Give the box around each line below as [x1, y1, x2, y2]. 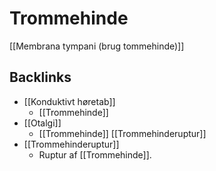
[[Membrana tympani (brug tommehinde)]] [9, 40, 185, 52]
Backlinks [9, 69, 72, 86]
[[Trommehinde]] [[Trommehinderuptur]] [38, 127, 207, 139]
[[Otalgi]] [23, 117, 62, 129]
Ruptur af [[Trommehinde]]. [38, 148, 152, 161]
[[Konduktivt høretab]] [23, 95, 116, 107]
